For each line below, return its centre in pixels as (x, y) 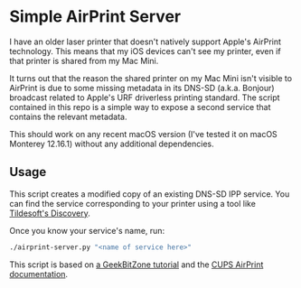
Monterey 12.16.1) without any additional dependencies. (112, 144)
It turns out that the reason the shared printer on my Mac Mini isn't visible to (150, 78)
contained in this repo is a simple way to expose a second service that (140, 107)
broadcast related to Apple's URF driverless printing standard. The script (145, 98)
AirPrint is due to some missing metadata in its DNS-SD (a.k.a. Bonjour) (142, 88)
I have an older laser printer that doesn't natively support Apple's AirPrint (146, 42)
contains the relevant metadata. (68, 116)
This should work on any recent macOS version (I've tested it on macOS (143, 134)
